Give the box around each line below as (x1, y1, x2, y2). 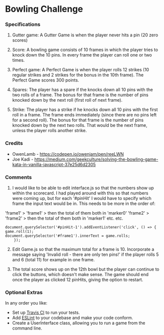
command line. (12, 325, 43, 331)
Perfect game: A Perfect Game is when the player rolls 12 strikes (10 (12, 67, 149, 73)
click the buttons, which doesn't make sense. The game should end (12, 272, 149, 278)
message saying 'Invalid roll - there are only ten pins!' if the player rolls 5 (12, 251, 159, 257)
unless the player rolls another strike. (12, 128, 87, 134)
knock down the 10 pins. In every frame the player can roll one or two (12, 52, 152, 58)
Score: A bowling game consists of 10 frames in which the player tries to (12, 47, 158, 53)
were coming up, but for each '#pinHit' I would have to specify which (12, 195, 152, 201)
